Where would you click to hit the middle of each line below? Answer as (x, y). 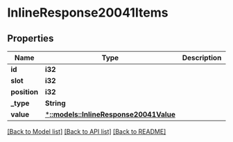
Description (202, 58)
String (55, 103)
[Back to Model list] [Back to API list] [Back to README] (87, 132)
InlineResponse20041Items (88, 13)
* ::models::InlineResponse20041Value (110, 114)
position (25, 92)
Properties (31, 38)
